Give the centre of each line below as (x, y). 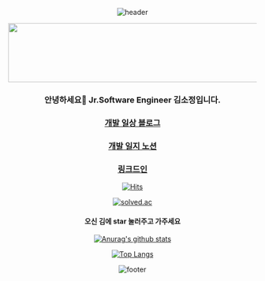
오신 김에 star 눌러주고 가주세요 (132, 221)
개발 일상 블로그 (132, 123)
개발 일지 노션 (132, 146)
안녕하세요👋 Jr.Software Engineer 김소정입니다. (132, 100)
